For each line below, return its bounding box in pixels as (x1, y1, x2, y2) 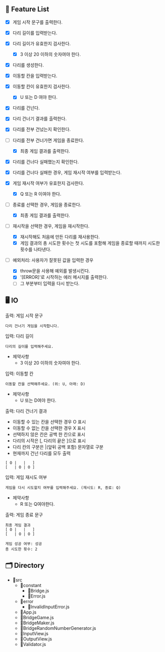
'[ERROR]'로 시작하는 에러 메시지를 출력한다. (20, 274, 108, 280)
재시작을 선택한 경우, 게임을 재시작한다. (12, 223, 90, 229)
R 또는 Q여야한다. (20, 501, 55, 507)
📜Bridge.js (27, 588, 49, 594)
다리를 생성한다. (12, 62, 44, 68)
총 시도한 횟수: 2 (5, 547, 38, 552)
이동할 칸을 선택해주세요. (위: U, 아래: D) (5, 382, 86, 387)
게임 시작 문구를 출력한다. (12, 19, 63, 25)
